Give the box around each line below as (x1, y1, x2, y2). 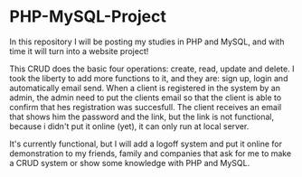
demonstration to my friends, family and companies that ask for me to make (9, 147, 292, 159)
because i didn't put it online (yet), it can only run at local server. (9, 120, 250, 132)
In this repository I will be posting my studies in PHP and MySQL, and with (9, 36, 285, 47)
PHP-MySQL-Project (9, 6, 167, 27)
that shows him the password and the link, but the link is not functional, (9, 111, 275, 122)
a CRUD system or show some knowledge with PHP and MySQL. (9, 157, 250, 168)
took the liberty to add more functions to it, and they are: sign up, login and (9, 72, 288, 83)
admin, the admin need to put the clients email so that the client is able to (9, 92, 282, 103)
